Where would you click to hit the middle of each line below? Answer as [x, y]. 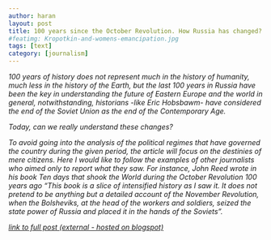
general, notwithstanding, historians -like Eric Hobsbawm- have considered [135, 103]
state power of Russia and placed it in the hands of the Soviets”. [116, 211]
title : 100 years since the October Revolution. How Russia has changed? [135, 31]
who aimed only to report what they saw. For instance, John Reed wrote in [133, 168]
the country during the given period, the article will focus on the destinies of [135, 151]
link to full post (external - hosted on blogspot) [86, 227]
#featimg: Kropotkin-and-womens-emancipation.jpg [94, 39]
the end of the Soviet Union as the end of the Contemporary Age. [117, 111]
